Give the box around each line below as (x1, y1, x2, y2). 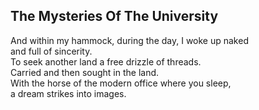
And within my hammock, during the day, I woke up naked (10, 34, 249, 46)
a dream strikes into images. (10, 87, 127, 99)
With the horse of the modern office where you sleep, (10, 77, 232, 89)
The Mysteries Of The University (10, 8, 219, 25)
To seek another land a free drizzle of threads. (10, 55, 202, 68)
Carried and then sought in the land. (10, 66, 160, 78)
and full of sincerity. (10, 45, 93, 57)
